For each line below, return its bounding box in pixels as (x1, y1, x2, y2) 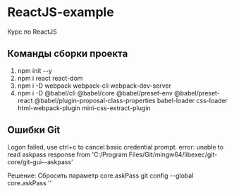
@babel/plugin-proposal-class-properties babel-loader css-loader (34, 96, 228, 105)
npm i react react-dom (17, 74, 83, 82)
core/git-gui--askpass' (7, 157, 73, 166)
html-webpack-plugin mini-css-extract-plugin (17, 103, 151, 112)
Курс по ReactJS (7, 27, 58, 36)
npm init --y (17, 66, 53, 74)
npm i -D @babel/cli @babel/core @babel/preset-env (17, 88, 173, 97)
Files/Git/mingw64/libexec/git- (128, 150, 218, 159)
